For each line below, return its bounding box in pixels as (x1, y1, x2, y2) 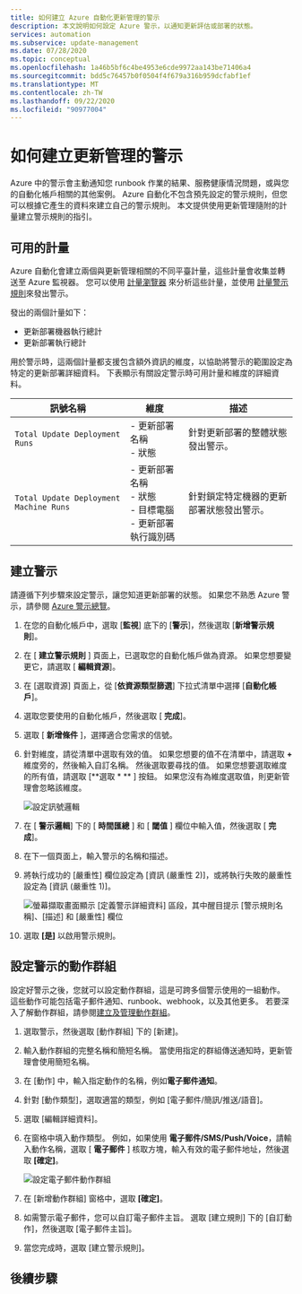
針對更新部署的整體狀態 (188, 427, 288, 439)
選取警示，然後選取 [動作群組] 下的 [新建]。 (22, 1026, 184, 1037)
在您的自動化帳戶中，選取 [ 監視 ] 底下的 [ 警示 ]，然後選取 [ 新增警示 (22, 620, 267, 630)
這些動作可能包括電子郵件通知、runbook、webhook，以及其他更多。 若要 (10, 995, 281, 1006)
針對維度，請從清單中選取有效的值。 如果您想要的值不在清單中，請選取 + (22, 748, 293, 759)
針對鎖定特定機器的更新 (188, 491, 288, 502)
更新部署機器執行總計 (22, 326, 102, 336)
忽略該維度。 (39, 782, 87, 793)
